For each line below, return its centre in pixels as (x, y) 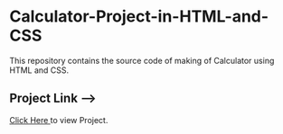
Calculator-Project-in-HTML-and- (139, 17)
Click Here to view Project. (59, 120)
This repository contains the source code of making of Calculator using (142, 60)
